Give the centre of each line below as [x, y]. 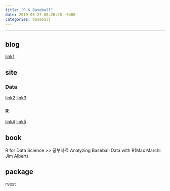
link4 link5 [16, 122]
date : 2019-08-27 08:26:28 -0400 [40, 15]
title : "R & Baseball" [29, 10]
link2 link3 [16, 98]
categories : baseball [28, 19]
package [19, 172]
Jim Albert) [17, 156]
